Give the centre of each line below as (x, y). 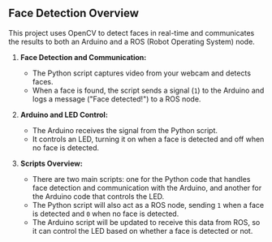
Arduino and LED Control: (64, 115)
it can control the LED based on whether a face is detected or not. (142, 231)
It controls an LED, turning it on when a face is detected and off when (148, 139)
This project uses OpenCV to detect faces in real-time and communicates (132, 32)
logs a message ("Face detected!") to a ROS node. (117, 99)
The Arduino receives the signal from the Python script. (125, 130)
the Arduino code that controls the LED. (98, 196)
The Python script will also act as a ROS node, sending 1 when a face (148, 205)
